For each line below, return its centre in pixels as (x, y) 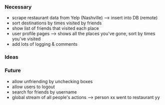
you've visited (26, 39)
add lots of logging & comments (45, 44)
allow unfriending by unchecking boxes (52, 81)
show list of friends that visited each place (55, 28)
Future (13, 71)
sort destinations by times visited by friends (57, 23)
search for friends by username (44, 92)
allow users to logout (33, 87)
